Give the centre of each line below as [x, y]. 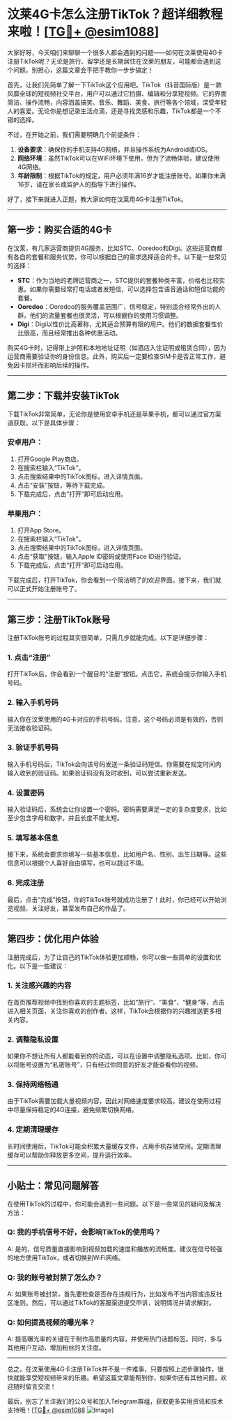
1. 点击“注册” [29, 657]
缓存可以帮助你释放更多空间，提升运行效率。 [71, 1155]
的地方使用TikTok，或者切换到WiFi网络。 [66, 1258]
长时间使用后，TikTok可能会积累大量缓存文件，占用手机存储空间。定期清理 [114, 1146]
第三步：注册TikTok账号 [59, 619]
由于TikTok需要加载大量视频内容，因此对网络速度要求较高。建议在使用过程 [114, 1101]
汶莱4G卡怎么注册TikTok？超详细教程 [115, 14]
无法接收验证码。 [32, 728]
